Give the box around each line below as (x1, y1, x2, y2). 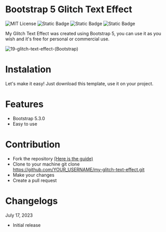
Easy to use (12, 121, 37, 127)
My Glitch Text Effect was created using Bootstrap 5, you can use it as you (5, 30, 161, 36)
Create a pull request (12, 177, 57, 183)
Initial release (12, 222, 41, 228)
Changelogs (5, 195, 58, 206)
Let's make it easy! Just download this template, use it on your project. (5, 80, 154, 86)
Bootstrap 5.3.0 (12, 115, 45, 121)
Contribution (5, 139, 61, 150)
